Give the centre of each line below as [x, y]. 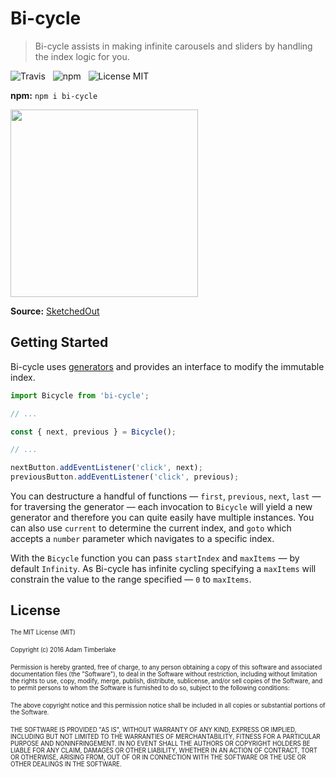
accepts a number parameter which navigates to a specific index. [142, 538]
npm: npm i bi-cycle [54, 95]
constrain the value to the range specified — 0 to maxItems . [131, 579]
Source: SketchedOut [55, 311]
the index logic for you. [82, 56]
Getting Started [59, 342]
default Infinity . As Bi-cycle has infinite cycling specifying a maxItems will [163, 568]
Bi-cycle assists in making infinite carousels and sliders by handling [173, 46]
